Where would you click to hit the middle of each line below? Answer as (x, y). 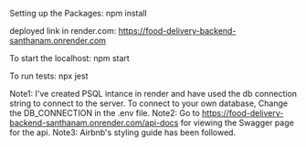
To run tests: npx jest (49, 76)
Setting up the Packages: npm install (79, 13)
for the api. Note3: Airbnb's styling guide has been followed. (122, 132)
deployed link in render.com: (63, 31)
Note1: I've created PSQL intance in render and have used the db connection (153, 94)
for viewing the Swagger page (237, 123)
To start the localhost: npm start (69, 58)
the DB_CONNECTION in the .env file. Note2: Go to (105, 113)
